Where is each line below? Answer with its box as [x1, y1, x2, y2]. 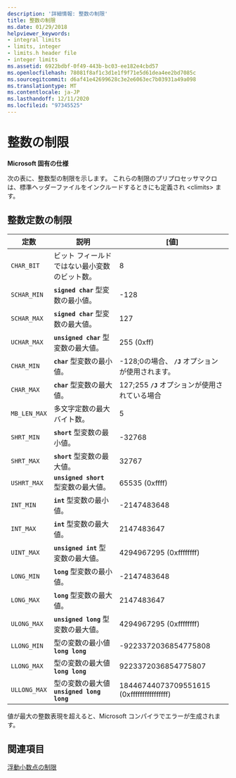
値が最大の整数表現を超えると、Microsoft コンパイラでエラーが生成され [7, 712, 215, 720]
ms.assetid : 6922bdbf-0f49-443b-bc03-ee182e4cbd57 [7, 63, 159, 70]
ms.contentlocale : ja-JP [7, 89, 80, 96]
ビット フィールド [53, 251, 112, 261]
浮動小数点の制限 [7, 763, 57, 772]
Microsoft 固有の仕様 [7, 159, 69, 168]
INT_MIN [11, 501, 37, 509]
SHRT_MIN [11, 433, 40, 441]
